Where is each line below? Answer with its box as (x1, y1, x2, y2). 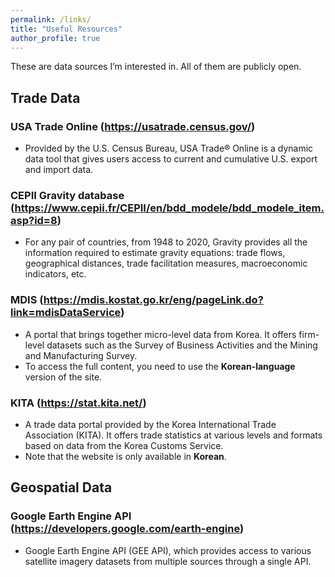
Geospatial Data (10, 479, 113, 496)
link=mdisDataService (10, 306, 122, 320)
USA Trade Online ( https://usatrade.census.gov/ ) (10, 119, 256, 133)
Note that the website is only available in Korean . (24, 450, 227, 462)
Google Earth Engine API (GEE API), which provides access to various (24, 544, 312, 556)
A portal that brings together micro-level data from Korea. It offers (24, 328, 297, 340)
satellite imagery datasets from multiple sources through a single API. (24, 555, 312, 567)
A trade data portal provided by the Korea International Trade (24, 418, 277, 430)
